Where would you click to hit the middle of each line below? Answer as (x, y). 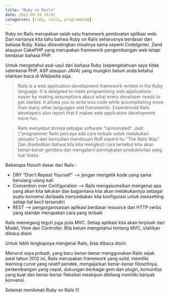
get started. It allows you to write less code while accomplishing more (90, 102)
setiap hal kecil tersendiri (38, 202)
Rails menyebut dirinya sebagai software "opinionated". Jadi (80, 128)
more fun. (28, 118)
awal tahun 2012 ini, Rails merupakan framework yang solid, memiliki (77, 259)
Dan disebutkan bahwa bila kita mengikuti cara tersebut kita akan (86, 144)
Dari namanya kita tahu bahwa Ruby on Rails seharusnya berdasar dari (79, 39)
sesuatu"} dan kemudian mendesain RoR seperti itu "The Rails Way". (89, 139)
